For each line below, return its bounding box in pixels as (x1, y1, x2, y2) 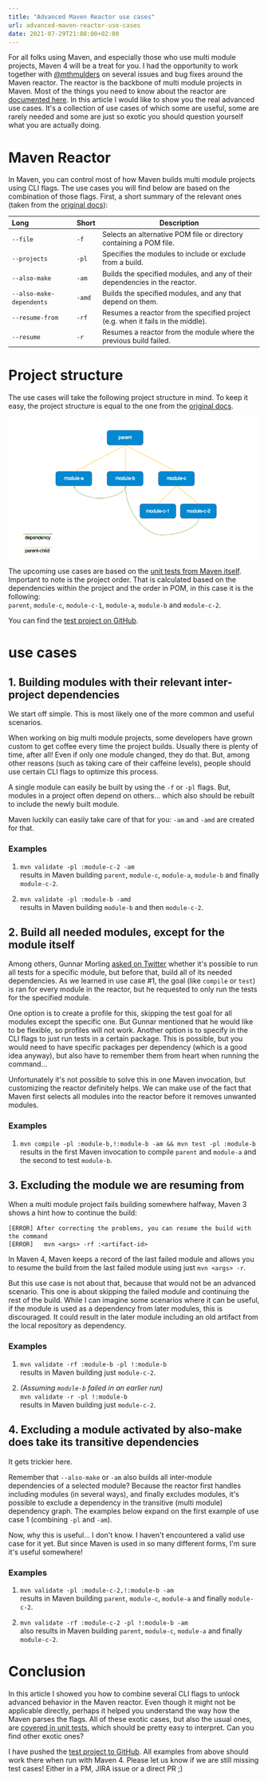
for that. (8, 823, 34, 833)
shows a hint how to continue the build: (8, 1208, 137, 1217)
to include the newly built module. (8, 799, 120, 809)
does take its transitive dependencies (8, 1435, 199, 1449)
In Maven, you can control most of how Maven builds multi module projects (8, 175, 255, 184)
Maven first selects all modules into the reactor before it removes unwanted (8, 1092, 257, 1102)
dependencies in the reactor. (102, 277, 197, 287)
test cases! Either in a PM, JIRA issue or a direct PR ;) (8, 1763, 183, 1773)
